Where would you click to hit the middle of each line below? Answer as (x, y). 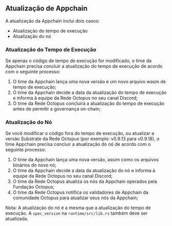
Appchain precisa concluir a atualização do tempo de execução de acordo (84, 66)
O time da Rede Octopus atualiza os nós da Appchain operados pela (85, 181)
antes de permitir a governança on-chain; (57, 109)
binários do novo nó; (34, 165)
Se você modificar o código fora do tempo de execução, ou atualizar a (80, 134)
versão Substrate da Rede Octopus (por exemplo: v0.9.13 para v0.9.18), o (82, 139)
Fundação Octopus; (34, 187)
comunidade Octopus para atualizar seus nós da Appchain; (75, 198)
